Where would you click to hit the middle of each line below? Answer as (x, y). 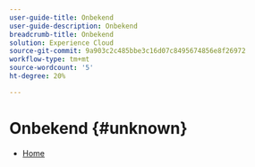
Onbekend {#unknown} (98, 128)
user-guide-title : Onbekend (62, 18)
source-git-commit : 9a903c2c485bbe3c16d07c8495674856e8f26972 (127, 51)
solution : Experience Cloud (62, 43)
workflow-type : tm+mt (50, 59)
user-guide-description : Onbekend (74, 26)
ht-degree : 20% (38, 76)
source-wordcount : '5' (51, 68)
